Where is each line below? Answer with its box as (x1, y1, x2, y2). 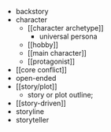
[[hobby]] (27, 40, 59, 49)
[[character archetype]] (27, 24, 104, 32)
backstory (15, 7, 49, 16)
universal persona (39, 31, 98, 41)
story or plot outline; (27, 90, 94, 99)
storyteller (15, 115, 50, 124)
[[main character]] (27, 49, 87, 57)
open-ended (15, 74, 57, 82)
